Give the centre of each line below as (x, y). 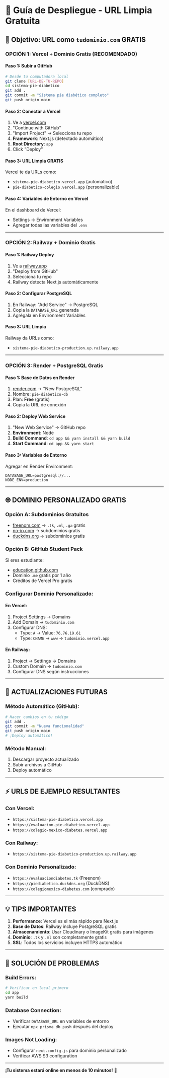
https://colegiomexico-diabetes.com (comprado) (64, 889)
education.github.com (35, 570)
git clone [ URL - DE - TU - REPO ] (35, 81)
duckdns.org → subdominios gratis (49, 536)
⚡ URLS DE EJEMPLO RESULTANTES (63, 791)
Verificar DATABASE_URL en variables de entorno (61, 1021)
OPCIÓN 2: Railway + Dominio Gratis (50, 243)
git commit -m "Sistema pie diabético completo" (57, 95)
